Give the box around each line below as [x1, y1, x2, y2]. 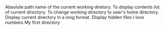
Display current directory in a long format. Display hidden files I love [5, 15, 144, 20]
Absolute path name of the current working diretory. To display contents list [5, 4, 160, 10]
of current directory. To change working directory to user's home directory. [5, 9, 159, 15]
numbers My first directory [5, 19, 60, 25]
